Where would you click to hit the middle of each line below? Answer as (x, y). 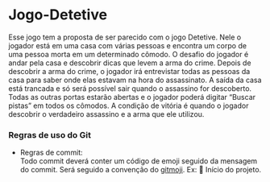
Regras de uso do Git (50, 134)
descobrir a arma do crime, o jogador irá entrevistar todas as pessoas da (129, 71)
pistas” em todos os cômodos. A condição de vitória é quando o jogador (129, 105)
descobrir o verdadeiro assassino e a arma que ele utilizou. (106, 114)
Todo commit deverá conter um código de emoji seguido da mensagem (139, 161)
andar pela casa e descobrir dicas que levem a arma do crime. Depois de (130, 63)
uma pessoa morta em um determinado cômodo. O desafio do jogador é (129, 54)
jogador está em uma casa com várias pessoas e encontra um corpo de (128, 45)
